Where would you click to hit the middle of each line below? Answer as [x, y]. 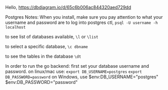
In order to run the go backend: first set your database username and [77, 66]
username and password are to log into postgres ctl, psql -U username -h [81, 22]
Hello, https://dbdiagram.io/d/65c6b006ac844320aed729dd [68, 7]
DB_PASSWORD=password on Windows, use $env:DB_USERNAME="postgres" [82, 77]
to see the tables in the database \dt [43, 56]
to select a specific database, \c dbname [47, 47]
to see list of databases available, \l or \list [52, 37]
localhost [16, 27]
